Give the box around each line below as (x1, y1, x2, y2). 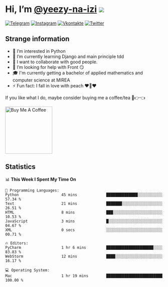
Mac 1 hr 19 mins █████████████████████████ (5, 273, 163, 278)
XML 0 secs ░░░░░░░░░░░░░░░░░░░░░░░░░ (5, 227, 163, 232)
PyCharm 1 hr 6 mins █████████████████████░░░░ (5, 245, 163, 250)
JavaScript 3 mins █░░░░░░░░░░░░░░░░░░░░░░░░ (5, 219, 163, 224)
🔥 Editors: (5, 240, 29, 246)
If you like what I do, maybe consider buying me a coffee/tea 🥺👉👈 (5, 94, 145, 101)
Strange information (5, 35, 70, 43)
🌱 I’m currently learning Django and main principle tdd (12, 53, 124, 59)
